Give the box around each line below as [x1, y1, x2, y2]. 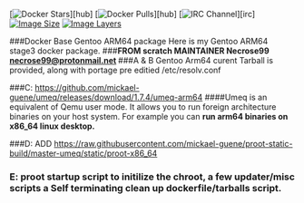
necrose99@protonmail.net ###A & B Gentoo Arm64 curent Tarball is [9, 55, 274, 65]
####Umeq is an [204, 92, 268, 102]
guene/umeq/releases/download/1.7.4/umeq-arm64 [9, 92, 203, 102]
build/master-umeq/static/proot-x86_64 [9, 148, 158, 159]
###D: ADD [9, 139, 53, 149]
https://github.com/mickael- [34, 82, 140, 92]
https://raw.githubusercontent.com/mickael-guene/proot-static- [54, 139, 293, 149]
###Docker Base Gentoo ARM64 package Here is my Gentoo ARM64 [9, 36, 269, 46]
